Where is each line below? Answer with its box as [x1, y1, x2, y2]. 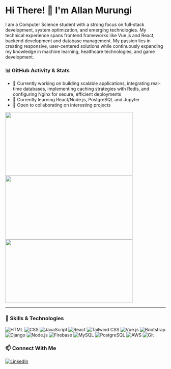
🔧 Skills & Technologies [5, 315, 64, 322]
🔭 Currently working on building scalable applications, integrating [12, 80, 150, 87]
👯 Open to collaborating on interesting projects [12, 102, 111, 108]
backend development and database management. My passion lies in [5, 38, 151, 44]
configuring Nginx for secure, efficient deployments [12, 91, 122, 97]
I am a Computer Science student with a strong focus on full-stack [5, 21, 145, 27]
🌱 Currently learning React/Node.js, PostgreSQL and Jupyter [12, 97, 140, 103]
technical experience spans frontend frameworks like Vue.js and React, [5, 32, 155, 38]
